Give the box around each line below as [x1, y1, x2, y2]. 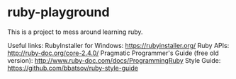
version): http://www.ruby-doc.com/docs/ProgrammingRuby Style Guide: [7, 56, 221, 64]
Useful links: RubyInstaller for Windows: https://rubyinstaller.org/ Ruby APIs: [7, 41, 230, 49]
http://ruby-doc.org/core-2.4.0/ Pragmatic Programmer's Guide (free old [7, 49, 219, 57]
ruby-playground [7, 4, 110, 20]
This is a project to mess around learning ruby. [7, 28, 143, 36]
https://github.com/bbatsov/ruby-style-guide [7, 63, 138, 72]
